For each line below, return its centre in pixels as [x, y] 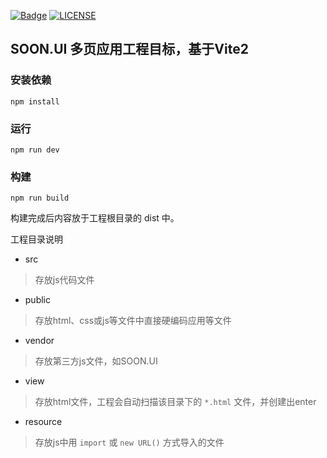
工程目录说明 [36, 239]
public [37, 300]
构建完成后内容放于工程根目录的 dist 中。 [95, 218]
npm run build [40, 198]
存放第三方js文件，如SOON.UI [96, 361]
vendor [39, 341]
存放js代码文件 [64, 280]
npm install [35, 101]
